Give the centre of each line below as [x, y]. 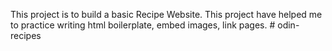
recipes [26, 35]
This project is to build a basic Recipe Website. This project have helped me [166, 14]
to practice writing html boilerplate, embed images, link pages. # [143, 25]
